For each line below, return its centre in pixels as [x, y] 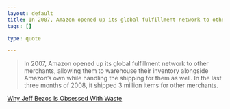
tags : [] [20, 26]
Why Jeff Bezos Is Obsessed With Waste [65, 99]
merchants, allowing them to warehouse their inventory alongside [116, 71]
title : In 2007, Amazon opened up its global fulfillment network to [108, 20]
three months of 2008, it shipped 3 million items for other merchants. [121, 85]
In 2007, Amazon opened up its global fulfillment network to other [116, 64]
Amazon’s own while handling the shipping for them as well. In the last [123, 78]
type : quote [24, 38]
